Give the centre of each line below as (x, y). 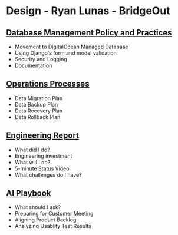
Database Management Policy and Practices (89, 33)
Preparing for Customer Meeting (54, 214)
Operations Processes (48, 84)
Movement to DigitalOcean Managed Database (71, 47)
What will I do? (32, 162)
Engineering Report (43, 136)
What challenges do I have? (48, 174)
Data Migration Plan (39, 98)
